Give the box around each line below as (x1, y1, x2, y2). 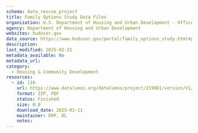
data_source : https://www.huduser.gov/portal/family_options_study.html (6, 36, 189, 42)
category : (6, 63, 31, 69)
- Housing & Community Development (11, 69, 99, 75)
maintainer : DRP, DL (16, 112, 67, 118)
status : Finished (16, 96, 60, 102)
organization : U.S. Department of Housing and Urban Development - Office (6, 19, 194, 25)
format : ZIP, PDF (16, 91, 60, 97)
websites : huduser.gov (6, 31, 62, 36)
